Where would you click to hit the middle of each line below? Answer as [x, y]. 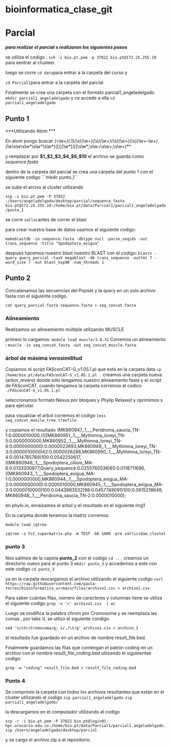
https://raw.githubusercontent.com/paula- [51, 584]
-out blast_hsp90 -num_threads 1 [68, 262]
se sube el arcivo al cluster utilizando [44, 187]
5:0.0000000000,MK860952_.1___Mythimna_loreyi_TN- [64, 441]
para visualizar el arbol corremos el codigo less [56, 416]
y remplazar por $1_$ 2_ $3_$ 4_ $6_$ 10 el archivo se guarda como [75, 156]
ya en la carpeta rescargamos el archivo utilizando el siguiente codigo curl [84, 578]
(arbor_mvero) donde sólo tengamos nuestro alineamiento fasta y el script [83, 380]
